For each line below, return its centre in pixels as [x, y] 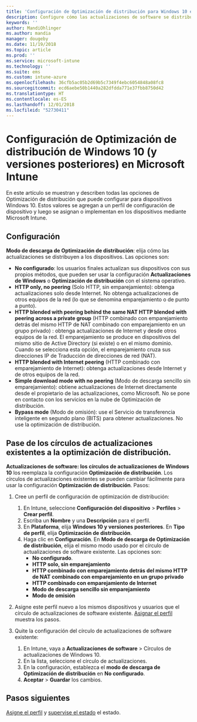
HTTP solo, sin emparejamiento [71, 564]
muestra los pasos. [38, 619]
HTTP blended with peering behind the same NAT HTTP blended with [101, 312]
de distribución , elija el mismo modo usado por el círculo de [96, 545]
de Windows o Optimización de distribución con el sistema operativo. [100, 281]
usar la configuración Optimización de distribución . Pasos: [78, 485]
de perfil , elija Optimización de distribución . [78, 533]
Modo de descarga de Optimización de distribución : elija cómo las [88, 251]
